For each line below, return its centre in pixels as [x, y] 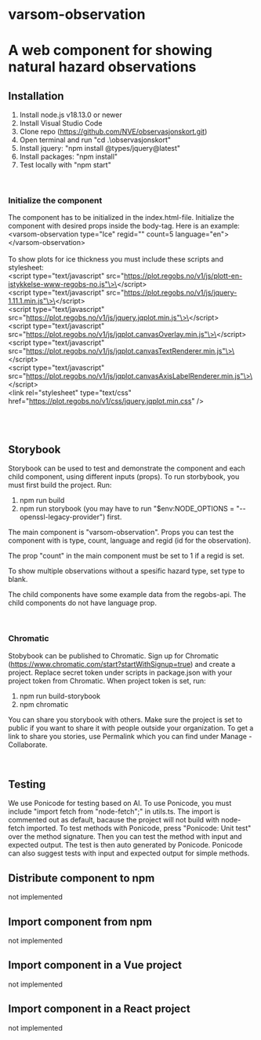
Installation [36, 96]
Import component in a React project [99, 1009]
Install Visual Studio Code [61, 123]
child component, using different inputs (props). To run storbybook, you [124, 477]
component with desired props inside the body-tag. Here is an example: [124, 226]
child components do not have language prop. [82, 603]
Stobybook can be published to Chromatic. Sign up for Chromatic [114, 655]
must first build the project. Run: [60, 485]
